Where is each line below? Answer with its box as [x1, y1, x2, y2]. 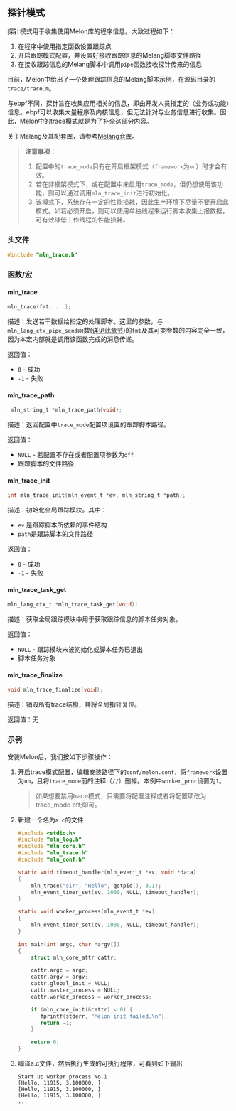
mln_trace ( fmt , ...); [7, 304, 72, 311]
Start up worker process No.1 [17, 1073, 108, 1080]
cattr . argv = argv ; [31, 973, 89, 981]
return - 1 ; [40, 1019, 73, 1026]
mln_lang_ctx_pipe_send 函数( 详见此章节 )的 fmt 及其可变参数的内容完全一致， [7, 326, 229, 334]
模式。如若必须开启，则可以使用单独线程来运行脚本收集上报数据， [35, 206, 229, 215]
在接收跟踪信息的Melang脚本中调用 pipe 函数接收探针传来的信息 [17, 60, 203, 68]
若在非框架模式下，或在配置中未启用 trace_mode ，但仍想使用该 [35, 180, 218, 188]
